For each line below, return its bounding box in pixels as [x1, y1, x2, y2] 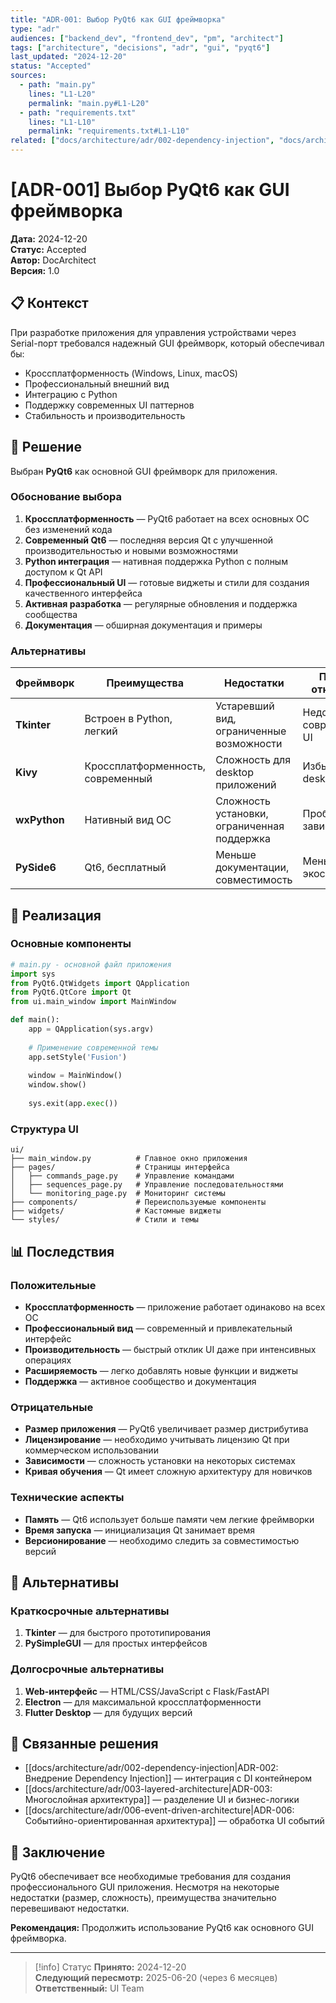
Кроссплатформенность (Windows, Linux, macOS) [24, 367, 238, 379]
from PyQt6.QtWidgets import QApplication [10, 978, 190, 988]
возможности [215, 737, 283, 751]
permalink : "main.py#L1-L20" [28, 98, 150, 108]
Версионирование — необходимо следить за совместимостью [24, 1534, 300, 1546]
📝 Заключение [10, 1844, 106, 1861]
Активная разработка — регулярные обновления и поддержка [24, 597, 298, 610]
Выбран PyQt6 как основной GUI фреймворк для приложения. [10, 465, 278, 477]
